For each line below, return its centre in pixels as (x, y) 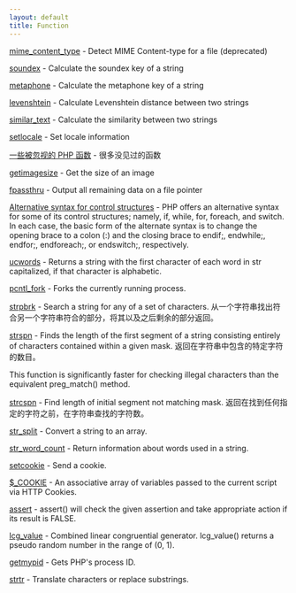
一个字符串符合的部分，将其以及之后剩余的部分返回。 (121, 317)
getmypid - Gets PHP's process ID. (72, 562)
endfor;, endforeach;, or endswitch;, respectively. (99, 244)
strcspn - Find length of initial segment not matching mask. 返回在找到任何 (144, 402)
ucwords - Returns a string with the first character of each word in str (136, 261)
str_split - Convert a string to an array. (78, 431)
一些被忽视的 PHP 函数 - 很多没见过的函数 (85, 155)
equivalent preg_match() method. (70, 384)
